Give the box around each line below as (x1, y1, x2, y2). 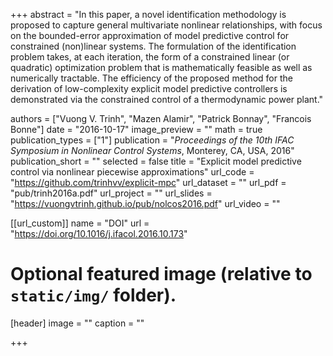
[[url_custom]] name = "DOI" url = (10, 217, 150, 229)
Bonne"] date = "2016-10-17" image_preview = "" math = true (10, 124, 263, 135)
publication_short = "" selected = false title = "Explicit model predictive (10, 155, 302, 167)
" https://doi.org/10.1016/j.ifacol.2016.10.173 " (10, 228, 188, 239)
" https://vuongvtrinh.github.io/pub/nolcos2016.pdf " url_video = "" (10, 198, 281, 209)
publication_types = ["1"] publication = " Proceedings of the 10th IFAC (10, 134, 295, 146)
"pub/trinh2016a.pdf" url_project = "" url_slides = (10, 187, 213, 199)
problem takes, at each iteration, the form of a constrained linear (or (10, 51, 290, 63)
